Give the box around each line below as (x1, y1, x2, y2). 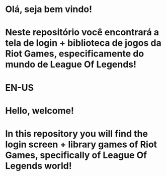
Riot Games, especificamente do (5, 48, 144, 60)
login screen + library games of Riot (5, 139, 157, 150)
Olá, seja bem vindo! (5, 4, 92, 15)
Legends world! (5, 160, 72, 171)
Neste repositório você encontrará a (5, 27, 159, 38)
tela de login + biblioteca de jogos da (5, 37, 162, 49)
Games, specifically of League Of (5, 149, 147, 161)
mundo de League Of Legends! (5, 59, 137, 70)
